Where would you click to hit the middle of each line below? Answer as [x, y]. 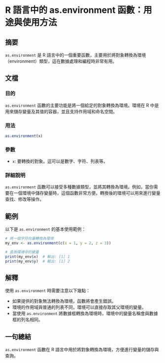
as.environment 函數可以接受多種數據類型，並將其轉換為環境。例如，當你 [80, 187]
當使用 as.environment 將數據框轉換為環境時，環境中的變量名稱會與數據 [85, 314]
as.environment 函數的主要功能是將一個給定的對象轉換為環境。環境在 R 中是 [82, 105]
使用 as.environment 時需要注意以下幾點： [48, 291]
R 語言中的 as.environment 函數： [74, 10]
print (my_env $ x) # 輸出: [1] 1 [37, 257]
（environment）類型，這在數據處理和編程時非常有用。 [61, 61]
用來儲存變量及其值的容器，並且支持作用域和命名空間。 [61, 111]
